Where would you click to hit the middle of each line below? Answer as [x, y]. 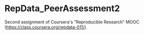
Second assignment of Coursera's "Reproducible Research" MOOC [72, 22]
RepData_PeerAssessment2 [62, 9]
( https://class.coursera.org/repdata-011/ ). [46, 27]
